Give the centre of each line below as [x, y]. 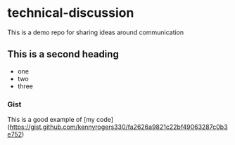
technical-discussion [71, 13]
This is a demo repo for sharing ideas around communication [96, 32]
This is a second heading [63, 54]
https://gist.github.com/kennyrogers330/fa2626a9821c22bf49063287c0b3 [119, 127]
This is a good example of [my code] [61, 120]
